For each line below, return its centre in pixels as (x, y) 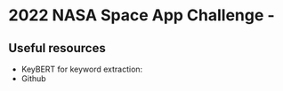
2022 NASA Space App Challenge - (141, 15)
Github (33, 79)
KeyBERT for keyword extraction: (82, 69)
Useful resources (57, 48)
